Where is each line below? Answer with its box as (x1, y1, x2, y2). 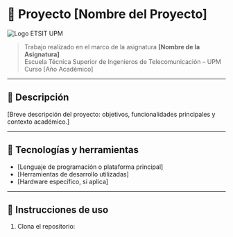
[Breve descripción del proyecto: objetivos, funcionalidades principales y (7, 110, 216, 118)
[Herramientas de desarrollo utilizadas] (17, 170, 130, 178)
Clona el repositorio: (17, 222, 76, 231)
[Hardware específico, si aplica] (17, 177, 109, 186)
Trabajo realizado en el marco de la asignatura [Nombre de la (24, 42, 200, 51)
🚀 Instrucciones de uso (7, 204, 109, 215)
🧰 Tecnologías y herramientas (7, 144, 139, 156)
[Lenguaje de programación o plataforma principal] (17, 163, 164, 171)
